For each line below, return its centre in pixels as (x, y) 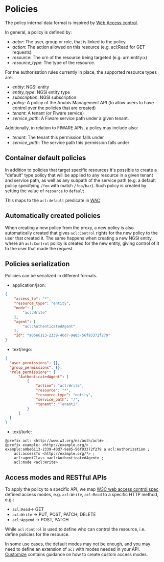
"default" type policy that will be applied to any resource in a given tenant (79, 175)
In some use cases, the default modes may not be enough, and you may (78, 544)
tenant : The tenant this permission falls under (58, 137)
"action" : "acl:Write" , (60, 386)
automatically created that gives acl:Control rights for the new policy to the (82, 233)
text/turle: (22, 432)
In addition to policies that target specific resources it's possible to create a (81, 170)
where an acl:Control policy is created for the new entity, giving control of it (82, 243)
